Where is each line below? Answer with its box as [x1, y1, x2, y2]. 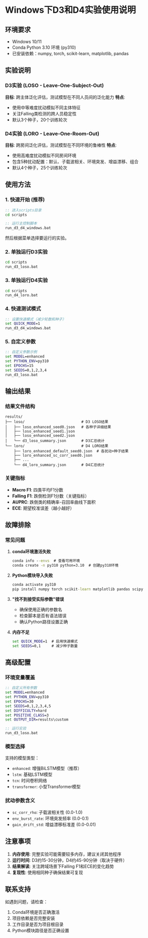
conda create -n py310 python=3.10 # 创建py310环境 [12, 563, 119, 568]
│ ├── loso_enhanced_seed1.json [5, 429, 75, 434]
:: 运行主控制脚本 [5, 221, 37, 226]
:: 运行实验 [5, 726, 27, 731]
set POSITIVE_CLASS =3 [5, 713, 49, 718]
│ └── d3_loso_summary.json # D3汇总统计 [5, 438, 105, 444]
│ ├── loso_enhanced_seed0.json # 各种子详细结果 [5, 425, 111, 430]
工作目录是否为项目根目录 [12, 921, 64, 927]
